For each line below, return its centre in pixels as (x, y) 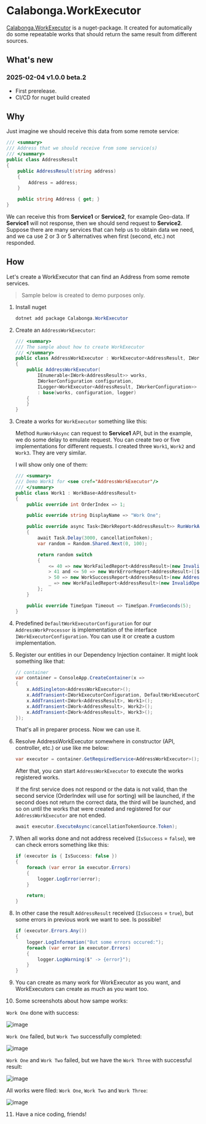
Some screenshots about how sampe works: (71, 1001)
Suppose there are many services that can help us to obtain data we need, (100, 230)
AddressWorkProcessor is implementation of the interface (86, 630)
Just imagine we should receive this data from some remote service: (93, 131)
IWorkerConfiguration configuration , (86, 381)
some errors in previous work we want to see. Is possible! (88, 920)
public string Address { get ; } (59, 199)
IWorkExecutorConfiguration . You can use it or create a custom (95, 636)
